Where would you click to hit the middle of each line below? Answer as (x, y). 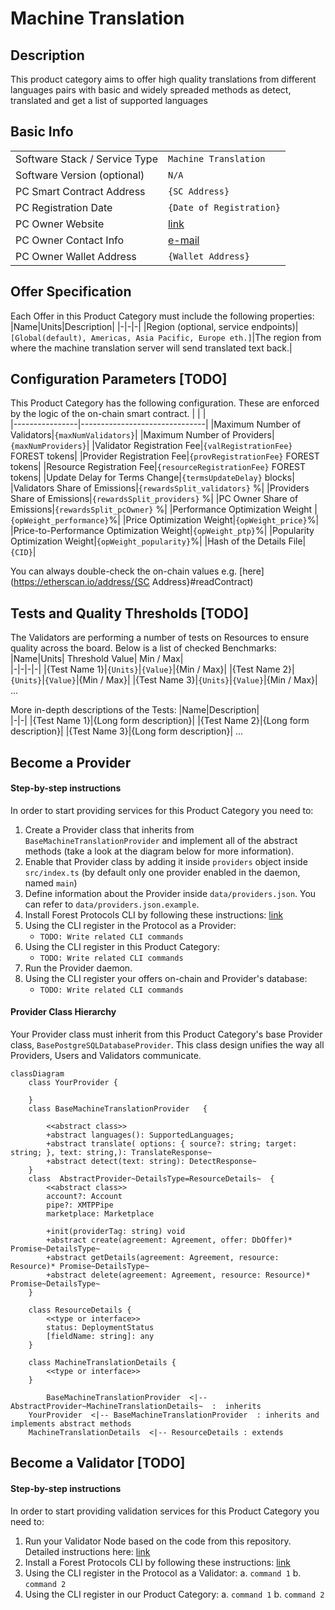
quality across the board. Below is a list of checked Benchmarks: (143, 648)
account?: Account (84, 1197)
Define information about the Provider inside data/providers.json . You (170, 893)
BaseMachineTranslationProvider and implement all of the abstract (161, 840)
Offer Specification (71, 292)
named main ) (51, 883)
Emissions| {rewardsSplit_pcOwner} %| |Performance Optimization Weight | (164, 509)
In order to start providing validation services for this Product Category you (165, 1511)
